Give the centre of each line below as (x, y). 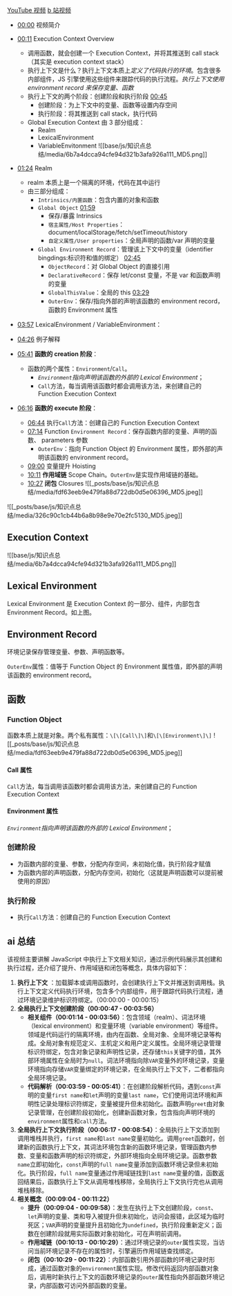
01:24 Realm (35, 168)
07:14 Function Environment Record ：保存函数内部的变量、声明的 (119, 431)
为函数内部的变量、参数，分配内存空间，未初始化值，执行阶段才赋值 (114, 864)
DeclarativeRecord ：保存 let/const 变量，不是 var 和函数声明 (134, 275)
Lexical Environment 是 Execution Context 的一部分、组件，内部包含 (104, 603)
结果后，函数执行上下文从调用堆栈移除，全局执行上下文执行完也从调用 (123, 1181)
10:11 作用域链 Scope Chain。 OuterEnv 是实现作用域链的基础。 (115, 474)
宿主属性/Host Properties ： (86, 224)
